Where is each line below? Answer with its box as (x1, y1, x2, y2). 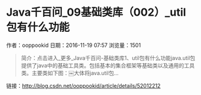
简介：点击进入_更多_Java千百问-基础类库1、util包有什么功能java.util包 (20, 54, 196, 61)
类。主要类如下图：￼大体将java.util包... (20, 69, 119, 76)
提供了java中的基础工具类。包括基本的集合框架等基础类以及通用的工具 (20, 61, 195, 69)
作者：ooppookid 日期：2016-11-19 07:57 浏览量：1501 (6, 41, 141, 49)
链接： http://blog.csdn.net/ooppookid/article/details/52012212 (6, 82, 161, 89)
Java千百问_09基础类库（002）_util (6, 5, 187, 19)
